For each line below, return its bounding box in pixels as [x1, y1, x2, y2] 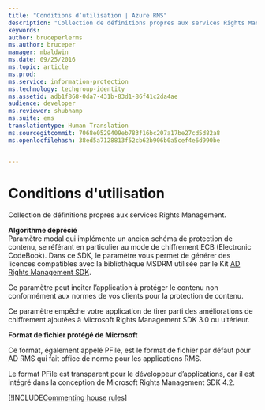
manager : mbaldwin [8, 48, 69, 56]
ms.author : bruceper [8, 41, 77, 49]
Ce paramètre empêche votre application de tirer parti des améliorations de [8, 307, 254, 316]
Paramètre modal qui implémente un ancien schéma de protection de [8, 234, 233, 243]
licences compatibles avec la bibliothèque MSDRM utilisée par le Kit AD [8, 259, 241, 269]
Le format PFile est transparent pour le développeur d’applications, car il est [8, 369, 255, 379]
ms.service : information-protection [8, 77, 129, 85]
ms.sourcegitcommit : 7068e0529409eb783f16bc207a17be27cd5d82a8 [8, 129, 221, 137]
